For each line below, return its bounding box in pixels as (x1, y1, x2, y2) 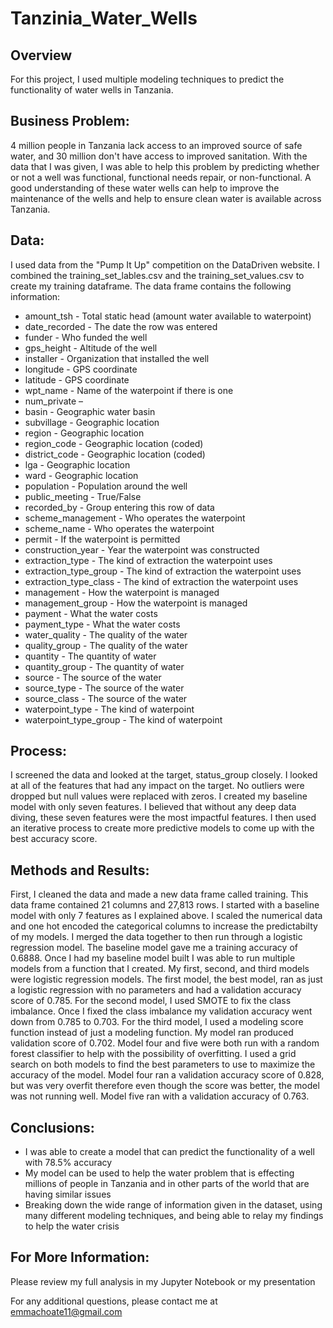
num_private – (24, 395, 84, 407)
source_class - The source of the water (24, 692, 188, 704)
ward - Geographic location (24, 469, 139, 481)
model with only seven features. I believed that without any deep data (10, 801, 297, 813)
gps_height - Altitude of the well (24, 342, 158, 354)
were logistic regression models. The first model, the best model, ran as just (10, 973, 323, 986)
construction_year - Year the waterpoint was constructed (24, 543, 260, 556)
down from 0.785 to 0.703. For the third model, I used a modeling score (10, 1016, 304, 1028)
